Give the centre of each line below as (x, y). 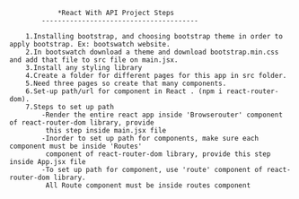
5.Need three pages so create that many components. (126, 83)
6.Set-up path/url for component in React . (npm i (124, 91)
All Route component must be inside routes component (148, 186)
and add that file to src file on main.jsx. (94, 60)
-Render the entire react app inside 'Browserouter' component (162, 115)
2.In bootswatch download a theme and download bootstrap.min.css (152, 52)
